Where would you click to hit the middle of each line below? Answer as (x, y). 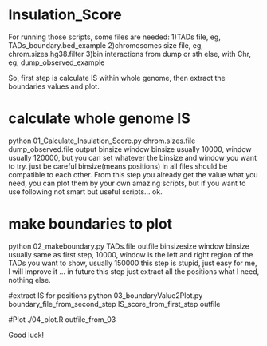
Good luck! (26, 335)
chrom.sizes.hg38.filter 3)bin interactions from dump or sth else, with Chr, (130, 54)
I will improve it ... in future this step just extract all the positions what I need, (134, 271)
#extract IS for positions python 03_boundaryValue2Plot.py (106, 295)
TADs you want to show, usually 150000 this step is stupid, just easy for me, (133, 263)
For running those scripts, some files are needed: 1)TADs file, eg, (114, 37)
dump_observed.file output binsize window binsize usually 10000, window (130, 149)
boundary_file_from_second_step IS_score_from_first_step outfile (114, 304)
